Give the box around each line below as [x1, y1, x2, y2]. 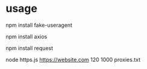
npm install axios [5, 33, 48, 40]
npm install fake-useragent [5, 21, 73, 29]
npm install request [5, 44, 54, 52]
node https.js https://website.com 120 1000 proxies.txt [5, 56, 141, 63]
